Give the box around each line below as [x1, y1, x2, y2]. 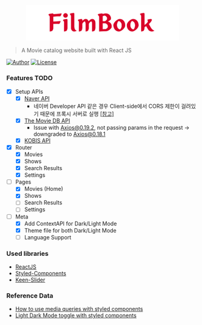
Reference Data [6, 291, 54, 300]
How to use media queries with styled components [15, 305, 143, 313]
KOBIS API [24, 136, 51, 144]
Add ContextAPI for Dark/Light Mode [24, 220, 117, 227]
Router [15, 143, 32, 151]
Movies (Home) [24, 185, 63, 193]
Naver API [24, 94, 50, 102]
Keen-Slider [15, 276, 46, 283]
